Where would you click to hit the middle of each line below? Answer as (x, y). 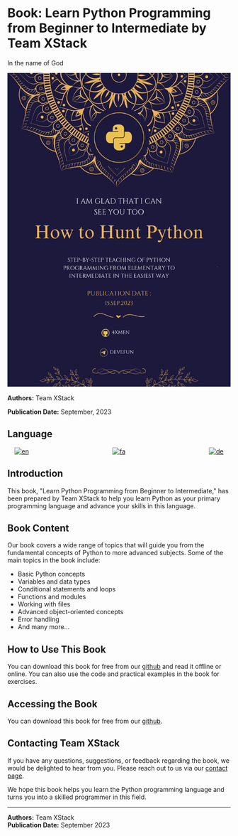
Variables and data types (54, 582)
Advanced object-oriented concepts (70, 612)
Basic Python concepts (51, 574)
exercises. (22, 682)
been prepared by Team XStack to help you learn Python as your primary (114, 498)
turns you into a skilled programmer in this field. (77, 797)
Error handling (38, 619)
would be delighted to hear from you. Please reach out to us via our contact (118, 768)
